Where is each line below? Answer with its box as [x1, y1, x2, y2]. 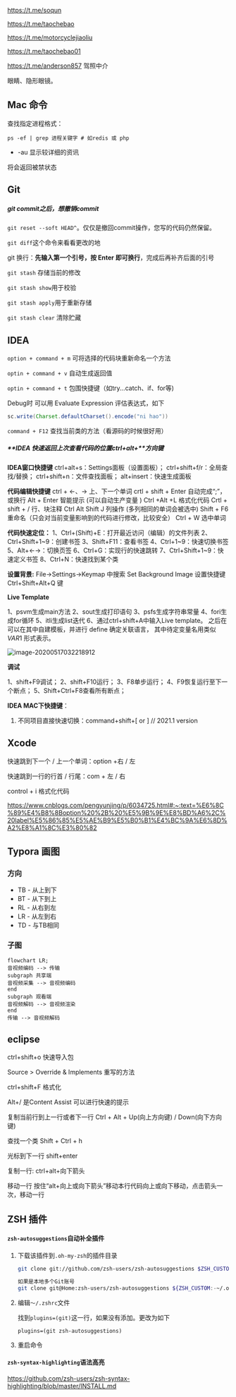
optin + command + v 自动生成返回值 [7, 368, 113, 377]
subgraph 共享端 [7, 972, 52, 979]
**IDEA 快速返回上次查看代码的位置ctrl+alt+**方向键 [7, 444, 164, 452]
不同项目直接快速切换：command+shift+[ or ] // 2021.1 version [17, 716, 199, 725]
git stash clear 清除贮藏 [7, 313, 82, 322]
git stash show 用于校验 [7, 284, 77, 292]
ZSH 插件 [7, 1213, 48, 1225]
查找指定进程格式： [7, 119, 63, 128]
